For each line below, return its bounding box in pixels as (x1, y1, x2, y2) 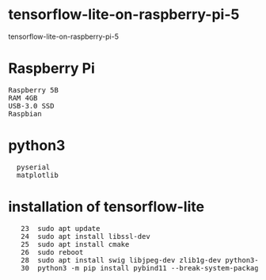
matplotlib (16, 170, 59, 180)
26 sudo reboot (21, 248, 84, 256)
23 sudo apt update (21, 224, 101, 233)
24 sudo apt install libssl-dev (21, 232, 150, 240)
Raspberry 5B (8, 85, 59, 94)
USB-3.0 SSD (8, 101, 55, 110)
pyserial (16, 162, 51, 172)
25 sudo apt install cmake (21, 240, 130, 248)
